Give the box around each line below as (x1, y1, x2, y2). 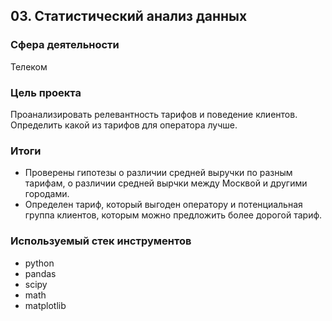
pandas (24, 267, 57, 279)
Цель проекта (10, 85, 82, 99)
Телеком (10, 60, 48, 73)
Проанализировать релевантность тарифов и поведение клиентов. (10, 108, 298, 120)
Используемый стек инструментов (10, 234, 192, 248)
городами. (24, 188, 70, 200)
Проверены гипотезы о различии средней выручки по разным (24, 167, 293, 179)
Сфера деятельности (10, 38, 120, 52)
